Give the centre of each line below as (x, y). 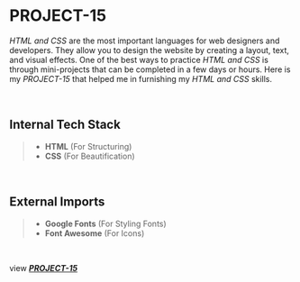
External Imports (57, 202)
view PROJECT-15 (44, 268)
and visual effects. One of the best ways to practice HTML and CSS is (139, 59)
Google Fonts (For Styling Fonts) (105, 223)
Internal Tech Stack (65, 125)
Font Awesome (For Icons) (95, 233)
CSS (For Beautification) (90, 156)
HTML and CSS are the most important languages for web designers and (145, 41)
